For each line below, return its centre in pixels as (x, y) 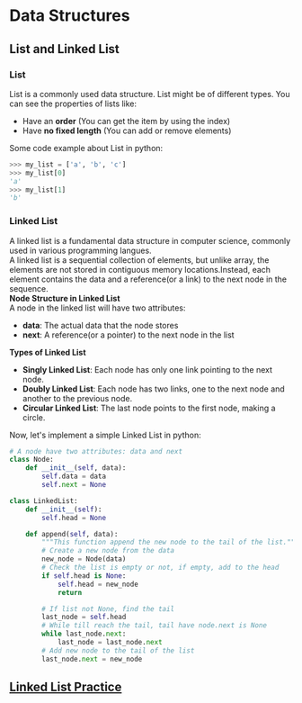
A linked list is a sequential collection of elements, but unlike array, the (139, 260)
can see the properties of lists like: (73, 104)
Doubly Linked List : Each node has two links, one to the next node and (153, 389)
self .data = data (74, 477)
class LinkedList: (44, 500)
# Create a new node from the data (108, 551)
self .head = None (74, 518)
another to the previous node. (77, 398)
